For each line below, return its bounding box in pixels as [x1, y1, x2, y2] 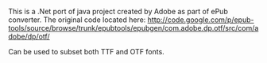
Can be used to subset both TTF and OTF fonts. [8, 47, 164, 56]
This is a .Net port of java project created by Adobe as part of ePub [8, 7, 228, 16]
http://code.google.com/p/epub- [147, 15, 254, 24]
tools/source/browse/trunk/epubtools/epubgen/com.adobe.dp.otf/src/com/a [8, 24, 259, 32]
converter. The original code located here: [8, 15, 146, 24]
